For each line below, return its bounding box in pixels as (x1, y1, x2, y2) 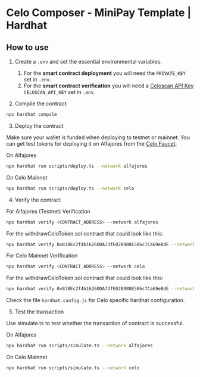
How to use (6, 42, 49, 52)
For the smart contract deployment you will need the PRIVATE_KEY (23, 70, 186, 77)
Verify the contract (14, 196, 61, 203)
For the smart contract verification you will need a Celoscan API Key (23, 82, 194, 89)
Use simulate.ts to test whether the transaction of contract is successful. (6, 320, 185, 327)
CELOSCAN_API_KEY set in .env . (23, 89, 95, 95)
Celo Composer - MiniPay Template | (6, 6, 192, 20)
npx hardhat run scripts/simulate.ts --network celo (6, 365, 140, 371)
